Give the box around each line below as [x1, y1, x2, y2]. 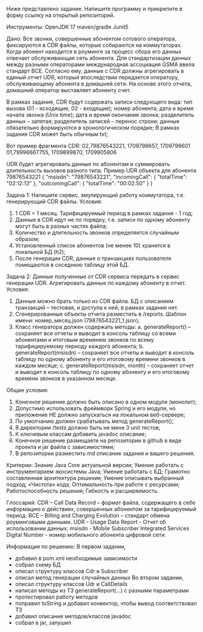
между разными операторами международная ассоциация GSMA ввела [6, 61, 195, 68]
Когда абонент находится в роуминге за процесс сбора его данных [6, 48, 182, 55]
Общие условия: [6, 387, 49, 393]
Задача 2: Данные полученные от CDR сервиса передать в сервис [6, 273, 180, 280]
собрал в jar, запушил [15, 619, 72, 626]
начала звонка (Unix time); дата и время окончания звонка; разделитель [6, 111, 195, 118]
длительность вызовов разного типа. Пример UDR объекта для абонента [6, 167, 197, 174]
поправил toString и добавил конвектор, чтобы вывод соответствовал [15, 600, 197, 607]
